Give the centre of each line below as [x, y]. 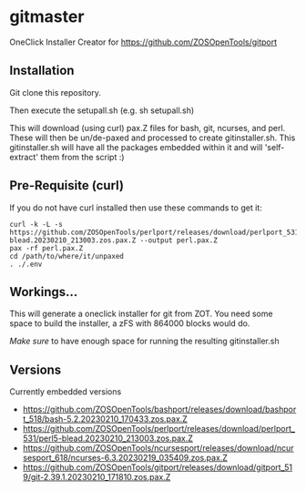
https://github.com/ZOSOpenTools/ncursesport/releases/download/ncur [158, 448]
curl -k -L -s [36, 224]
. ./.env [26, 264]
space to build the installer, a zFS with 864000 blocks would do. [130, 323]
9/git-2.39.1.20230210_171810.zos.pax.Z [97, 477]
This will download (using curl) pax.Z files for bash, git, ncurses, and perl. [148, 128]
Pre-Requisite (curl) [67, 185]
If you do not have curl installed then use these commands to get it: [136, 208]
